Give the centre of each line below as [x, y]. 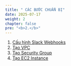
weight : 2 [15, 19]
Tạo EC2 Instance [30, 58]
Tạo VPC [21, 48]
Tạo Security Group [32, 53]
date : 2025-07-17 [23, 14]
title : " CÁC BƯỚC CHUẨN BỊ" [35, 10]
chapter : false [21, 24]
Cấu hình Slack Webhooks [39, 42]
